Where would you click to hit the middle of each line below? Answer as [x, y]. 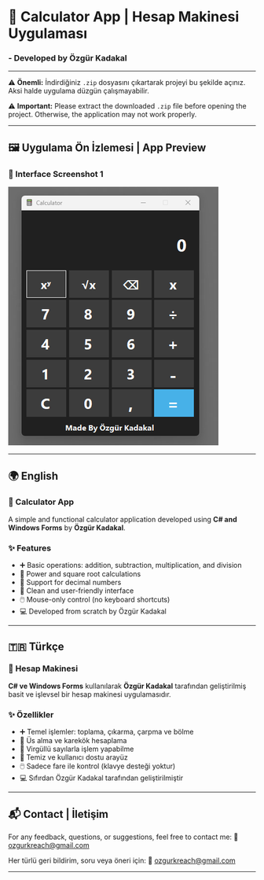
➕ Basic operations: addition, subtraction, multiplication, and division [130, 565]
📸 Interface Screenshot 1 [56, 174]
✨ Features [30, 548]
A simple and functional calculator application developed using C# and [123, 519]
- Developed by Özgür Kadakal [68, 58]
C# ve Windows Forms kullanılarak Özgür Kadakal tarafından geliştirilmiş [127, 686]
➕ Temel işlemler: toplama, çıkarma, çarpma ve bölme [106, 732]
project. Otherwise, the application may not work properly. [103, 115]
